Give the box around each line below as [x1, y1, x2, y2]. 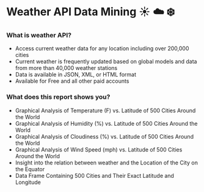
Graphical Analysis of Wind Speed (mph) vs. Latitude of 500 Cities [15, 145, 183, 153]
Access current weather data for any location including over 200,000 [15, 45, 189, 52]
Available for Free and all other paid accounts [15, 77, 129, 85]
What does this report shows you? [6, 93, 111, 101]
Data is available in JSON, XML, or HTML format [15, 71, 136, 79]
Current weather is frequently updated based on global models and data [15, 58, 197, 65]
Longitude [15, 179, 41, 186]
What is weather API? [6, 31, 72, 40]
